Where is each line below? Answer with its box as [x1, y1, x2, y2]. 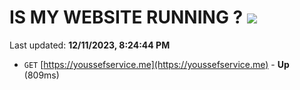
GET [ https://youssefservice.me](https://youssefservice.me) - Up [23, 58, 290, 70]
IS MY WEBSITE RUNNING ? [9, 6, 244, 29]
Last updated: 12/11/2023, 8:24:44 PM [9, 39, 171, 51]
